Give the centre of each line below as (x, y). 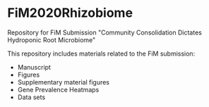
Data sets (31, 97)
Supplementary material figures (64, 82)
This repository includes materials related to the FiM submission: (101, 53)
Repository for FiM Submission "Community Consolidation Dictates (105, 32)
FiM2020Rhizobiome (70, 13)
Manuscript (34, 67)
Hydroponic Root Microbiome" (52, 39)
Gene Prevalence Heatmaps (58, 89)
